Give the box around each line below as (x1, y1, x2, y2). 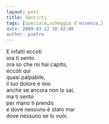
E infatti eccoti (6, 48, 42, 55)
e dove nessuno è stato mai (6, 106, 75, 113)
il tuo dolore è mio (6, 80, 51, 88)
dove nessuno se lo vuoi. (6, 113, 68, 120)
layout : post (6, 8, 39, 15)
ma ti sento (6, 93, 34, 100)
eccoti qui (6, 67, 31, 74)
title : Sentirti (6, 15, 47, 21)
